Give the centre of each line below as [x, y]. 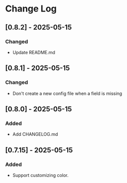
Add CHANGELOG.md [35, 134]
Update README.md [34, 52]
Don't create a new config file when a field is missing [67, 93]
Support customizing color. [40, 175]
